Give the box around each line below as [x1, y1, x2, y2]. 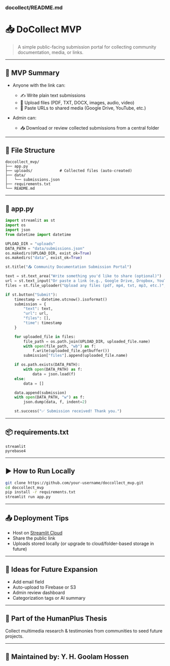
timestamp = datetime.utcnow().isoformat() [14, 297, 108, 302]
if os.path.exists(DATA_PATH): [14, 362, 80, 367]
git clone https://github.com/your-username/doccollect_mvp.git [5, 480, 144, 485]
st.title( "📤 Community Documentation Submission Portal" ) [5, 265, 132, 270]
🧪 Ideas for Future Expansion [5, 565, 98, 574]
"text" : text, [23, 306, 53, 311]
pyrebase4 [5, 448, 26, 453]
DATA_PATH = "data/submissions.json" [5, 246, 85, 251]
